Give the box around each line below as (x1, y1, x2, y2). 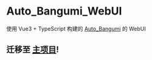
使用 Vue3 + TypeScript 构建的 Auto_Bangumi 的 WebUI (6, 25, 146, 32)
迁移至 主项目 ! (6, 44, 60, 55)
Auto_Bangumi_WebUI (6, 4, 122, 18)
